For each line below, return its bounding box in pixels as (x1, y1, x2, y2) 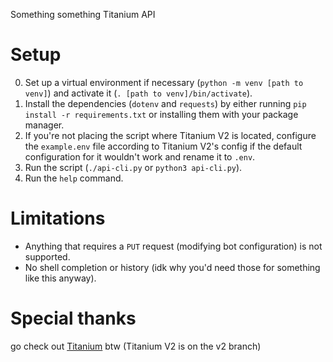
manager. (24, 119, 65, 131)
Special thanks (10, 307, 137, 330)
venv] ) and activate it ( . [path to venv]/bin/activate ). (24, 87, 253, 99)
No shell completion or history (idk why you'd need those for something (24, 261, 321, 273)
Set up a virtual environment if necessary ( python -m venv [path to (24, 76, 304, 88)
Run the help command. (24, 172, 124, 184)
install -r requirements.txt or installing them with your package (24, 108, 299, 120)
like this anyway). (24, 272, 97, 284)
